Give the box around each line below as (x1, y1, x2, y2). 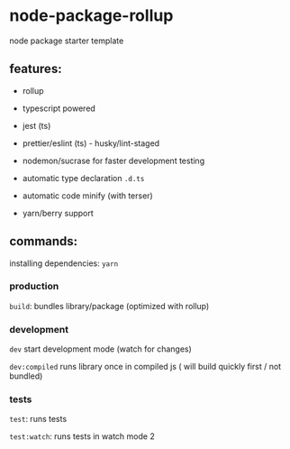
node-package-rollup (9, 5, 174, 26)
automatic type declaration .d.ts (22, 172, 145, 183)
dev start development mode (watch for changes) (9, 344, 192, 354)
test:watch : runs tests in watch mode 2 (9, 431, 155, 442)
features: (9, 61, 62, 77)
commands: (9, 234, 78, 249)
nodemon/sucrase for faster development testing (22, 155, 205, 166)
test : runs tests (9, 414, 68, 425)
